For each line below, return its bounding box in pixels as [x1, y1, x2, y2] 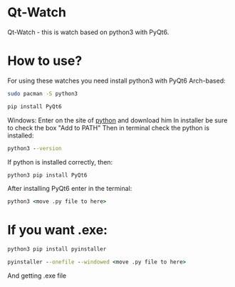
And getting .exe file [7, 271, 66, 280]
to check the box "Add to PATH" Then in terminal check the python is [7, 123, 210, 132]
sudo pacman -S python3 [7, 90, 78, 97]
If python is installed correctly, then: [7, 157, 113, 166]
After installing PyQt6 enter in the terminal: [7, 184, 132, 193]
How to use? [7, 53, 83, 69]
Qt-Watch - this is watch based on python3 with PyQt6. [7, 28, 169, 36]
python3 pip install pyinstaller [7, 246, 107, 253]
